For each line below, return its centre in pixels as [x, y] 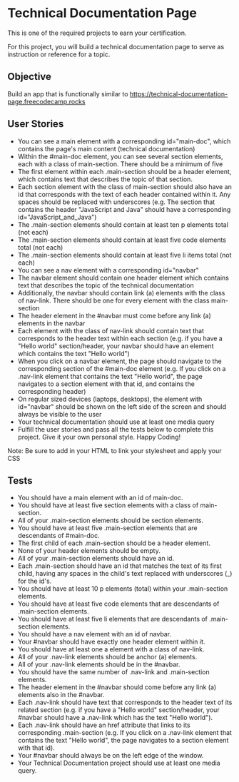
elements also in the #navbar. [61, 695]
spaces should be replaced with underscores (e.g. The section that [116, 202]
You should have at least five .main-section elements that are [107, 528]
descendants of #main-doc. [59, 536]
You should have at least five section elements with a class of [108, 505]
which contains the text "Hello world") [73, 353]
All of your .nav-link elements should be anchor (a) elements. [107, 657]
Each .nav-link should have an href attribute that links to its [104, 725]
